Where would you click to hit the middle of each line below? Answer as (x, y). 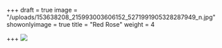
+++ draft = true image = (42, 10)
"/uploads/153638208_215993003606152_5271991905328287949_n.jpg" (111, 17)
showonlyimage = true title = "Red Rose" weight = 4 (81, 24)
